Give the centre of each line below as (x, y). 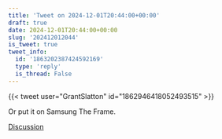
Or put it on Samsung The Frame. (62, 112)
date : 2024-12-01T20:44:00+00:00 (63, 30)
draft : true (28, 23)
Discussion (26, 126)
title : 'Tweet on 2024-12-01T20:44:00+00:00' (84, 15)
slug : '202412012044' (44, 37)
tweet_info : (28, 52)
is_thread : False (44, 74)
